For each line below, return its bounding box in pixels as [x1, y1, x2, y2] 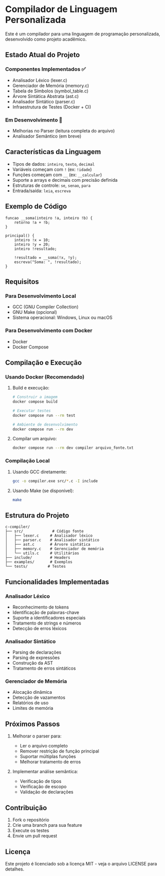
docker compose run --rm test [12, 413, 76, 418]
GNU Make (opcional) [12, 309, 57, 315]
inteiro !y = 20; [14, 242, 50, 247]
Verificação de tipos [19, 778, 61, 784]
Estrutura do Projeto [5, 511, 69, 520]
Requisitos [5, 277, 39, 286]
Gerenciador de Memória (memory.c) [12, 82, 89, 88]
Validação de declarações [19, 789, 73, 795]
